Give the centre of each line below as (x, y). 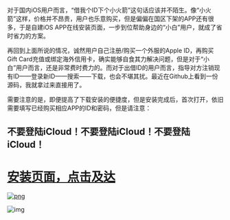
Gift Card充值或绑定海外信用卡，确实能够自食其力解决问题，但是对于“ (105, 59)
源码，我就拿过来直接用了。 (46, 85)
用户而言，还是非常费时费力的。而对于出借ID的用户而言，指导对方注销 (115, 68)
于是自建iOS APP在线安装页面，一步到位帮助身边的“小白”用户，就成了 (117, 27)
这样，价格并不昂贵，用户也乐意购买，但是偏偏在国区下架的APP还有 (112, 19)
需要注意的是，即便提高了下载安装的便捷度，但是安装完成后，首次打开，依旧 (115, 99)
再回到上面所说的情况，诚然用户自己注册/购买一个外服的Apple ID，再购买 (111, 51)
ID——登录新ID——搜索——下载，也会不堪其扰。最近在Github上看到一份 (115, 76)
